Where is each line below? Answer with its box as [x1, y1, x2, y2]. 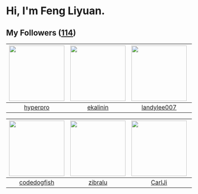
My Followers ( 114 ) [6, 28, 77, 38]
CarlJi [151, 179, 167, 186]
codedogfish [19, 179, 55, 186]
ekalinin [87, 104, 109, 111]
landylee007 [141, 104, 177, 111]
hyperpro [24, 104, 50, 111]
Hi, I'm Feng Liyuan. [6, 4, 105, 18]
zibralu [88, 179, 108, 186]
